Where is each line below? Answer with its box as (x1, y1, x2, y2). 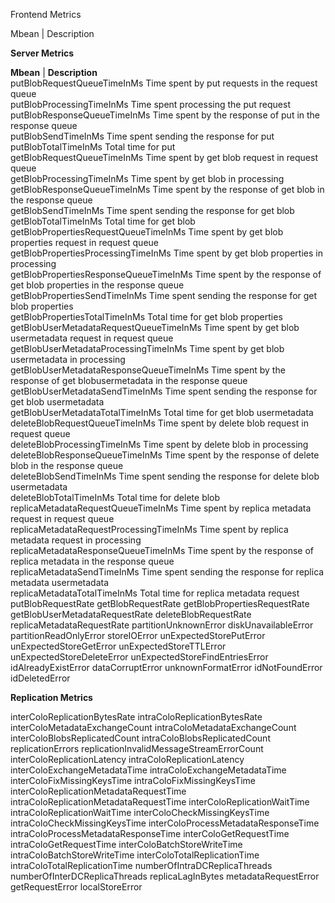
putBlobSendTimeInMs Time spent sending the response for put (10, 130, 275, 142)
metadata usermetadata (10, 577, 110, 588)
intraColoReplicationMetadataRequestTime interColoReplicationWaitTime (10, 796, 310, 808)
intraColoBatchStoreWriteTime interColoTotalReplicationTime (10, 849, 260, 861)
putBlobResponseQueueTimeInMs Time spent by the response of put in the (10, 109, 321, 121)
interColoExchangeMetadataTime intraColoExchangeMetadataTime (10, 764, 287, 776)
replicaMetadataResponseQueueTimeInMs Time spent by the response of (10, 545, 314, 556)
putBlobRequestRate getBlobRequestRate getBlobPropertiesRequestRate (10, 598, 310, 609)
